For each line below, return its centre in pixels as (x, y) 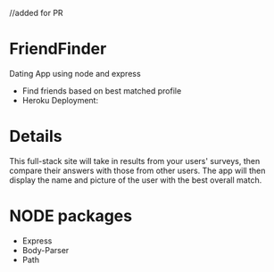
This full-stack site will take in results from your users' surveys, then (135, 161)
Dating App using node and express (75, 73)
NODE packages (71, 216)
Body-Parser (46, 250)
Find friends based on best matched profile (102, 91)
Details (36, 136)
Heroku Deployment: (60, 100)
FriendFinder (58, 49)
